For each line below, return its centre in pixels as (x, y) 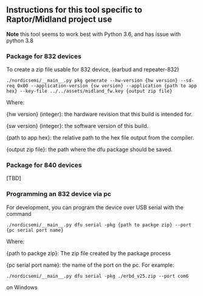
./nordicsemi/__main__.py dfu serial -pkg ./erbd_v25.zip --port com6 (98, 276)
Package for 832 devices (44, 56)
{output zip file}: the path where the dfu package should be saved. (90, 150)
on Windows (22, 287)
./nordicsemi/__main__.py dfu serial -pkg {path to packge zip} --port (99, 225)
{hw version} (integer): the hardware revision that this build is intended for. (100, 114)
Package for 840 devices (44, 165)
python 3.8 (20, 40)
